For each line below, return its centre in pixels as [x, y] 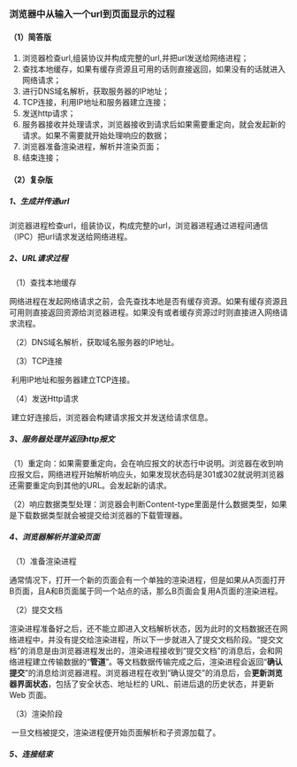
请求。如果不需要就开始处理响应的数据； [95, 135]
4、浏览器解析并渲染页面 [54, 537]
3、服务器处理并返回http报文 [62, 439]
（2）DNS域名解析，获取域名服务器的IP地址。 [95, 341]
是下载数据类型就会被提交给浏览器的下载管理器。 [98, 515]
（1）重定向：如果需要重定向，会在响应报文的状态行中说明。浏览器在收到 [142, 463]
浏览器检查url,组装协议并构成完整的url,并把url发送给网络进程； [135, 58]
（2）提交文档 [37, 610]
